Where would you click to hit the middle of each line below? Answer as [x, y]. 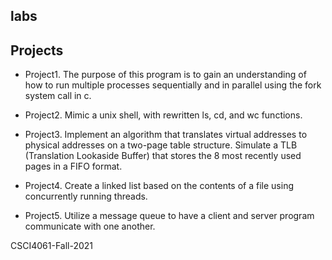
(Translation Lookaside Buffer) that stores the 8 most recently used [163, 156]
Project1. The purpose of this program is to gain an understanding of [165, 75]
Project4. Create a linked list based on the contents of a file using [159, 186]
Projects [37, 50]
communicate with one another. [90, 226]
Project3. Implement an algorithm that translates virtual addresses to [166, 135]
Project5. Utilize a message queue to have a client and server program [169, 216]
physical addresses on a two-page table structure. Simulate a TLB [161, 145]
